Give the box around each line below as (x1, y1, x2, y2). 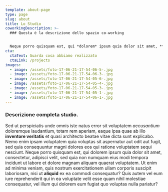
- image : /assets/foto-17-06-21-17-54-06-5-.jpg (9, 67, 113, 72)
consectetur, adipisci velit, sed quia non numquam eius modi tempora (5, 154, 148, 160)
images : (5, 62, 21, 67)
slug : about (5, 16, 30, 21)
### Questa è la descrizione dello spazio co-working (9, 30, 124, 35)
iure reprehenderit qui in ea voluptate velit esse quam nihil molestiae (5, 176, 146, 182)
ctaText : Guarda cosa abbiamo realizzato (9, 53, 97, 58)
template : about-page (5, 7, 50, 12)
